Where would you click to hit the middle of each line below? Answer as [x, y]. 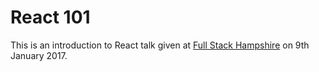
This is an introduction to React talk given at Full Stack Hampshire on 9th [160, 45]
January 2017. [39, 55]
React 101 [50, 17]
